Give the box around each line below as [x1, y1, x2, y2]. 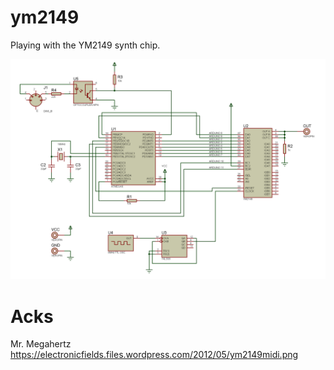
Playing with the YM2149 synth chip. [10, 39, 161, 51]
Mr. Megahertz [10, 338, 72, 350]
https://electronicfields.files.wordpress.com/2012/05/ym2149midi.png [10, 349, 299, 361]
